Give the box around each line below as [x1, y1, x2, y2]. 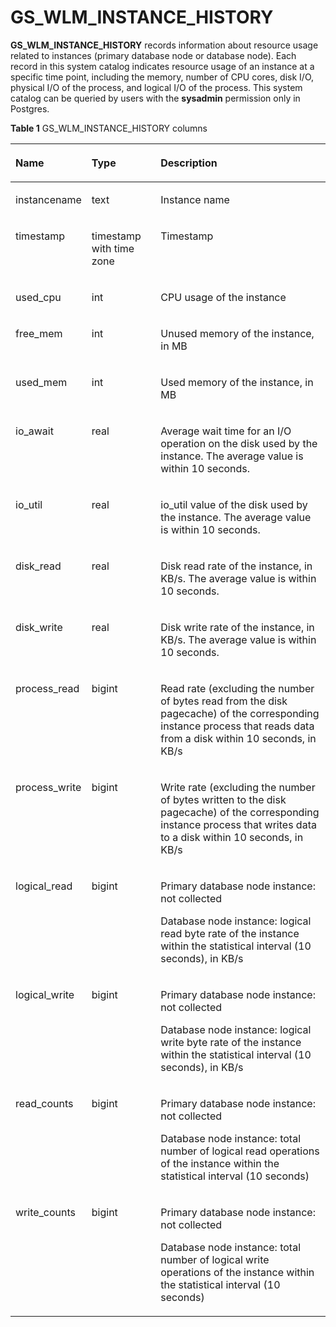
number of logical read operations [160, 1144, 320, 1158]
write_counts [15, 1205, 77, 1219]
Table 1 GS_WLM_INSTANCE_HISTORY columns [10, 122, 208, 134]
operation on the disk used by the [160, 436, 318, 450]
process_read [15, 681, 80, 695]
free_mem [15, 326, 63, 340]
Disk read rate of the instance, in [160, 559, 313, 573]
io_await [15, 424, 54, 438]
